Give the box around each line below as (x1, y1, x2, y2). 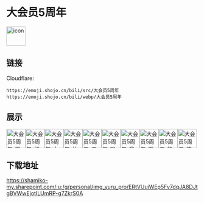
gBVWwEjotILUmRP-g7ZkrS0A (6, 190, 83, 197)
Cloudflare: (6, 74, 35, 82)
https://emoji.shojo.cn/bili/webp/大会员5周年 (6, 94, 122, 100)
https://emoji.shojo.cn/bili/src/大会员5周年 (6, 87, 119, 93)
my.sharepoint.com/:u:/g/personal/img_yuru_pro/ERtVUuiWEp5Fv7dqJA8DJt (6, 183, 198, 191)
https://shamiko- (6, 177, 48, 184)
